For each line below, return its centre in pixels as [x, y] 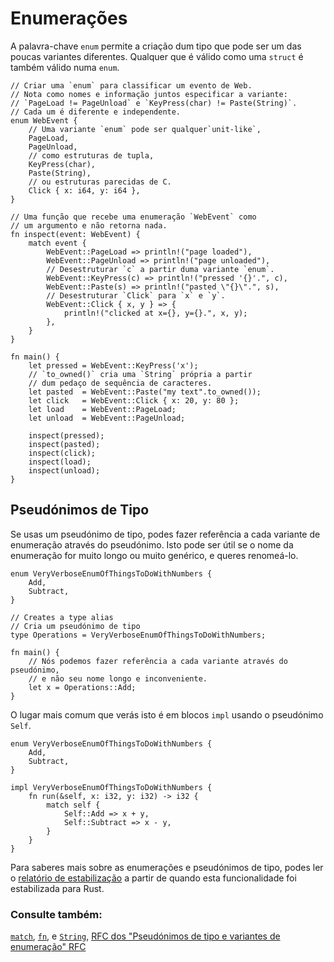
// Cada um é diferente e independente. [96, 112]
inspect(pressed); [66, 435]
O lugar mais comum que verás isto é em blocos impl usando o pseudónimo [167, 714]
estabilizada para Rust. [57, 888]
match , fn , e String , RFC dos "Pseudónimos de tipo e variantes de [145, 936]
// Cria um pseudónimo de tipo [75, 626]
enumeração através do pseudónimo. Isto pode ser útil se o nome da [152, 544]
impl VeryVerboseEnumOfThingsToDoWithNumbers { [111, 787]
